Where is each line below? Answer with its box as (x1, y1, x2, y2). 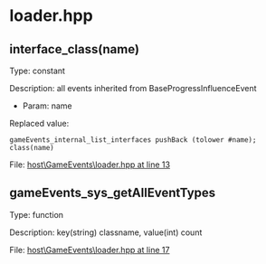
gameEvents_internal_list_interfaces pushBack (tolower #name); (9, 136, 257, 145)
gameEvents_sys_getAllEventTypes (9, 185, 216, 201)
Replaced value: (9, 118, 70, 128)
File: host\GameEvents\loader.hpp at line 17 (9, 244, 170, 255)
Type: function (9, 209, 64, 220)
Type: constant (9, 65, 66, 76)
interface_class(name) (9, 42, 140, 57)
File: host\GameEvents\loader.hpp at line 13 (9, 159, 170, 170)
